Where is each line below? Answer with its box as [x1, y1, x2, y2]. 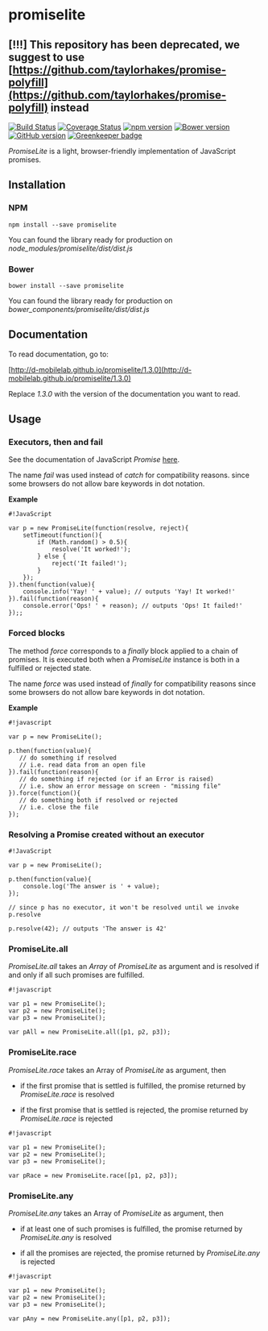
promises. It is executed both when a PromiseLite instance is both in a [8, 655, 240, 664]
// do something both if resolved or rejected [19, 796, 179, 804]
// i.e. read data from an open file [19, 760, 146, 769]
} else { [37, 552, 67, 561]
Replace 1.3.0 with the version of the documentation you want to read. [8, 389, 241, 398]
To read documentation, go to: [8, 349, 109, 359]
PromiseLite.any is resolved [19, 1232, 113, 1242]
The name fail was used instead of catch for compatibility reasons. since [8, 470, 249, 480]
